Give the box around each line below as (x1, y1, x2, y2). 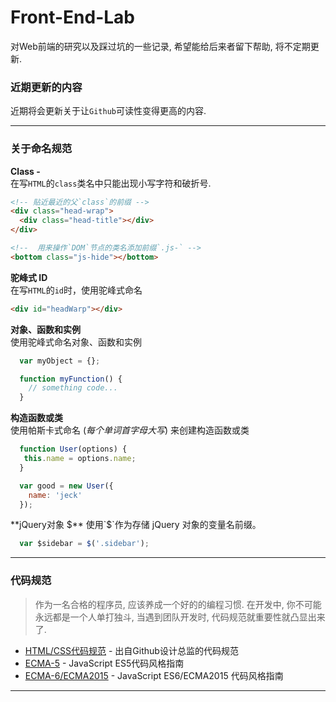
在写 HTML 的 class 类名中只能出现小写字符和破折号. (10, 177, 212, 189)
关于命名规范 (10, 142, 73, 156)
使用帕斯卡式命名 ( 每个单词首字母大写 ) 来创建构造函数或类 (10, 424, 250, 436)
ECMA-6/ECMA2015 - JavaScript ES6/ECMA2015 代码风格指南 (24, 669, 284, 681)
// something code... (28, 383, 118, 393)
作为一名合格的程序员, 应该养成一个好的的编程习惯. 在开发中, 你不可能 (34, 598, 322, 610)
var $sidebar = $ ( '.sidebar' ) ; (19, 539, 150, 549)
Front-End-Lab (10, 6, 136, 29)
